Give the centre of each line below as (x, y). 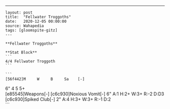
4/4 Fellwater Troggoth (30, 61)
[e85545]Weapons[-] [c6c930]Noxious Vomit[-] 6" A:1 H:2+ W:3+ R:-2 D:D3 (85, 94)
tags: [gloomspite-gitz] (31, 30)
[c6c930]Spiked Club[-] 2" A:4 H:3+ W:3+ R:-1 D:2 (58, 99)
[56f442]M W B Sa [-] (45, 79)
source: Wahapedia (25, 26)
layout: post (19, 13)
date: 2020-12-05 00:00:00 (36, 21)
